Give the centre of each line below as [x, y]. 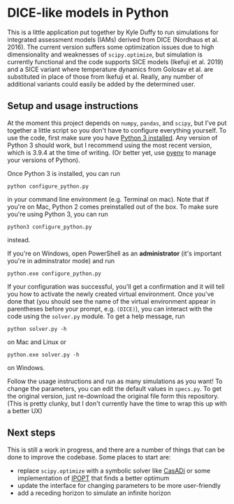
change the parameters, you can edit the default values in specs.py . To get [115, 388]
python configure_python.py [48, 186]
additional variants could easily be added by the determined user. [101, 84]
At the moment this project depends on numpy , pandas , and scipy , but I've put [117, 123]
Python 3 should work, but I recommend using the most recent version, [110, 145]
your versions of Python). [44, 160]
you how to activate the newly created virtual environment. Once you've [111, 294]
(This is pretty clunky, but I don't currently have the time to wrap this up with [117, 403]
